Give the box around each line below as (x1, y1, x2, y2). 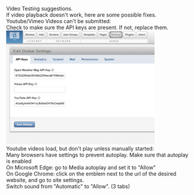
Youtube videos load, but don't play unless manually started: (6, 145, 154, 152)
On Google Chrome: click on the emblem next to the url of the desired (6, 170, 177, 177)
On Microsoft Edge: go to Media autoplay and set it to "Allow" (6, 164, 156, 171)
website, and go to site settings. (6, 176, 84, 183)
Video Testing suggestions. (6, 5, 73, 12)
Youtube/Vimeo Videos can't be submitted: (6, 18, 112, 24)
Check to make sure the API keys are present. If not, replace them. (6, 24, 168, 31)
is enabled (6, 157, 31, 165)
